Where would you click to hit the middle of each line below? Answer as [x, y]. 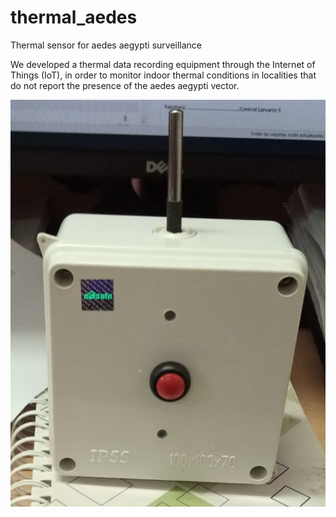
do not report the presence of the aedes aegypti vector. [125, 85]
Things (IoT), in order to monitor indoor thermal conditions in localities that [163, 75]
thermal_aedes [74, 17]
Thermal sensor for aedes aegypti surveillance [106, 45]
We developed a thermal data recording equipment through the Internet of [163, 64]
